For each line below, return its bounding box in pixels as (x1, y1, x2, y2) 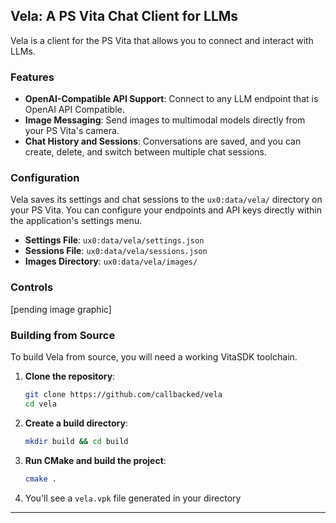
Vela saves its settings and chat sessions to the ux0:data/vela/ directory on (10, 194, 323, 206)
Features (10, 70, 55, 84)
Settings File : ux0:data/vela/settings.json (24, 234, 205, 246)
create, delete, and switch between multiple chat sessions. (24, 146, 267, 158)
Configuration (10, 171, 80, 185)
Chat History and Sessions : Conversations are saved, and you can (24, 135, 302, 148)
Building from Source (10, 328, 116, 342)
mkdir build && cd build (24, 436, 129, 446)
